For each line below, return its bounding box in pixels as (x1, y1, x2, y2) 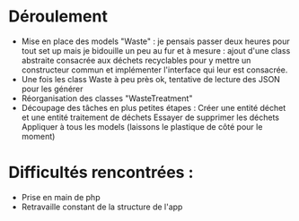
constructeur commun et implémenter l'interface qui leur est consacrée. (21, 64, 288, 75)
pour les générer (21, 83, 84, 94)
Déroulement (8, 6, 109, 27)
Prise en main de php (21, 191, 101, 202)
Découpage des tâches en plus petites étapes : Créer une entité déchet (21, 102, 286, 113)
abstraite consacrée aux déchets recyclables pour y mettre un (21, 55, 251, 65)
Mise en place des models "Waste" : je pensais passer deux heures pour (21, 36, 291, 47)
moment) (21, 131, 56, 141)
